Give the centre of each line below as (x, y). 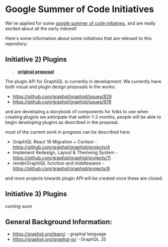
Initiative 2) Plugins (36, 60)
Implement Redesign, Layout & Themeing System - (65, 152)
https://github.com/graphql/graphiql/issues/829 (62, 96)
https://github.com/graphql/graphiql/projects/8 (61, 168)
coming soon (19, 206)
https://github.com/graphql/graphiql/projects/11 (62, 157)
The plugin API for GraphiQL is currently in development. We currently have (83, 81)
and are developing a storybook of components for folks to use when (77, 111)
